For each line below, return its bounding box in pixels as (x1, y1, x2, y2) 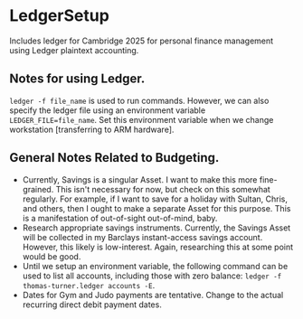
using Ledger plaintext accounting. (9, 44, 139, 55)
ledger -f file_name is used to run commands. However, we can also (9, 95, 270, 106)
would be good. (22, 250, 81, 262)
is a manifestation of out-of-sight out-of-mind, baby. (22, 212, 218, 223)
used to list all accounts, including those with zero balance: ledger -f (22, 270, 282, 281)
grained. (22, 183, 54, 194)
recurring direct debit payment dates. (22, 299, 163, 310)
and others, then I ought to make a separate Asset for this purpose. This (22, 202, 291, 213)
